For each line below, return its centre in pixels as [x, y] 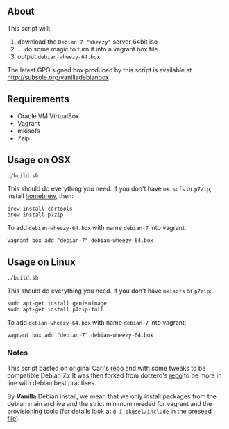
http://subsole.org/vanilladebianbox [58, 77]
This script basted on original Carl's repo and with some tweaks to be [107, 368]
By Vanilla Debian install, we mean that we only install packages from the [112, 396]
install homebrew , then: [41, 196]
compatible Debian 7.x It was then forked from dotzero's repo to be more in [114, 375]
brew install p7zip [35, 215]
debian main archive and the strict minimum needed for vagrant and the [110, 403]
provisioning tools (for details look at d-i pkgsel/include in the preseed [110, 411]
